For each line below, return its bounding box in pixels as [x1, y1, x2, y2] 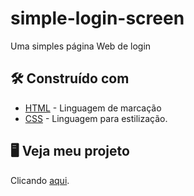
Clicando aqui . [10, 174, 70, 186]
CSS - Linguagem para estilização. [24, 112, 168, 124]
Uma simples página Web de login [10, 40, 152, 52]
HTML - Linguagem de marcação [24, 102, 162, 114]
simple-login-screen [10, 7, 185, 30]
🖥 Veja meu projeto [10, 143, 130, 160]
